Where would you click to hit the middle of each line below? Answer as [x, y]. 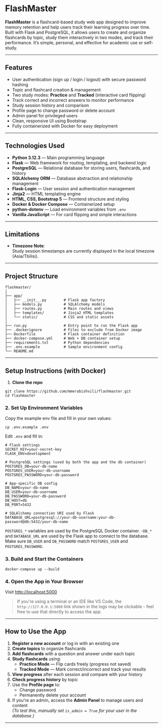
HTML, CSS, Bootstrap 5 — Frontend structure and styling [71, 199]
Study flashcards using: [36, 659]
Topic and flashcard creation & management [56, 90]
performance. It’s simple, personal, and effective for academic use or [74, 42]
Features [19, 68]
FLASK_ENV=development [28, 454]
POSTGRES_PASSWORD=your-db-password [42, 475]
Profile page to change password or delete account [63, 110]
